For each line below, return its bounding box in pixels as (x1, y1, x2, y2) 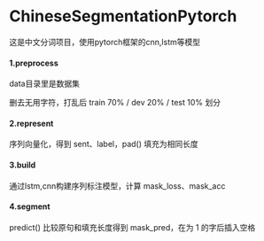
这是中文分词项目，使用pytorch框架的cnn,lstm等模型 (9, 36, 201, 47)
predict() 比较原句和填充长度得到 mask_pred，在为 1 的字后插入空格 (9, 222, 256, 232)
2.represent (9, 118, 54, 128)
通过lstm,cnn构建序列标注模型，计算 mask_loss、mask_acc (9, 180, 226, 191)
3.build (9, 159, 36, 170)
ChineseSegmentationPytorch (9, 6, 237, 27)
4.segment (9, 201, 50, 212)
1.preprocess (9, 58, 59, 68)
